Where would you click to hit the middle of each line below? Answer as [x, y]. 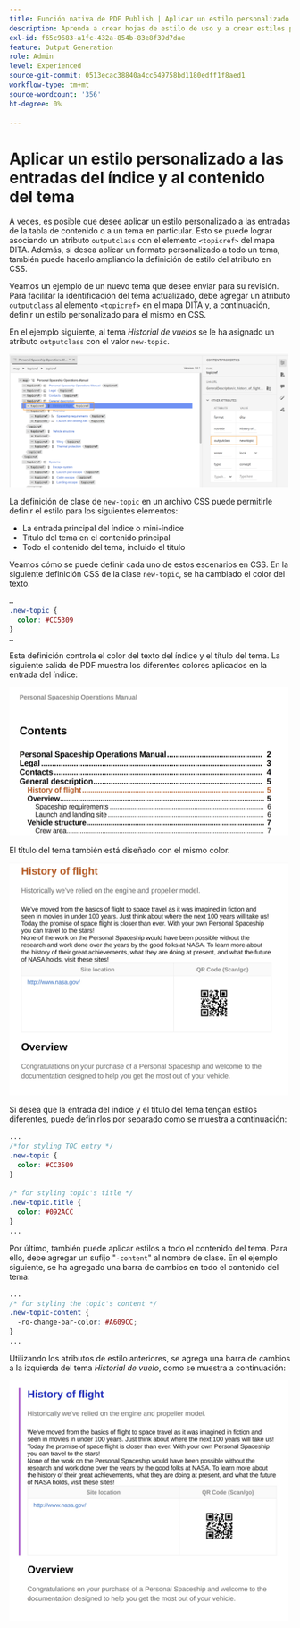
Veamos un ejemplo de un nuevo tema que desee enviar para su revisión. [144, 286]
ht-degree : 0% [36, 104]
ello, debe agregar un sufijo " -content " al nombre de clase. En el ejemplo [144, 1258]
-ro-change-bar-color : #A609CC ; [78, 1323]
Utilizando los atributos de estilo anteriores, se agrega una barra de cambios [150, 1358]
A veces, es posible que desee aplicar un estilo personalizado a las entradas [150, 221]
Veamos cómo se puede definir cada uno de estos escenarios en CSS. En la [149, 564]
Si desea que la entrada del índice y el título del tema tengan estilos [133, 1110]
